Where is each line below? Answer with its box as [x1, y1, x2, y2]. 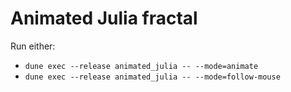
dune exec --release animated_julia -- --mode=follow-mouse [24, 72, 281, 82]
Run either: [10, 40, 56, 52]
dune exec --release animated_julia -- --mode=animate [24, 61, 259, 71]
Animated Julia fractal [10, 7, 198, 30]
